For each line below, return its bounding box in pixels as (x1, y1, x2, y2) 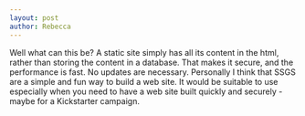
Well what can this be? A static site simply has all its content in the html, (9, 47, 279, 58)
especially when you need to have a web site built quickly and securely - (9, 86, 283, 97)
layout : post (9, 13, 59, 23)
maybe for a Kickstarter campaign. (9, 95, 140, 106)
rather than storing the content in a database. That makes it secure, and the (9, 57, 294, 68)
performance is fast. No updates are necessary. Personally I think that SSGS (9, 66, 297, 78)
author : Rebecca (9, 22, 71, 31)
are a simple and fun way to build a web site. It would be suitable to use (9, 76, 279, 87)
